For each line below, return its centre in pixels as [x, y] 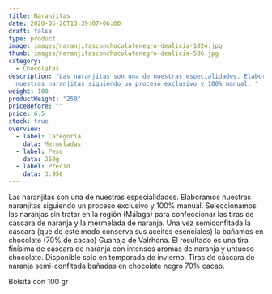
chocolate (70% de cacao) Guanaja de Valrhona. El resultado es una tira [128, 240]
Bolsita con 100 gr [38, 281]
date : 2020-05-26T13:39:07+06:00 [65, 23]
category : [25, 62]
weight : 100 [28, 91]
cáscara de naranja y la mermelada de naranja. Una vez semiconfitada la [130, 223]
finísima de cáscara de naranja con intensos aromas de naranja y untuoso [132, 249]
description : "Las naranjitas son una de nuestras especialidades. [125, 76]
